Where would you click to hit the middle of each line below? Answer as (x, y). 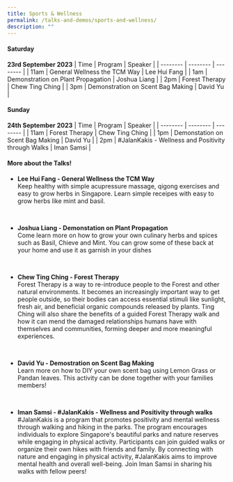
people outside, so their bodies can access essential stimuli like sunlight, (121, 299)
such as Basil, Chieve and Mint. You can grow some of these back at (115, 242)
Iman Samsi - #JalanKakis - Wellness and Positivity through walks (115, 412)
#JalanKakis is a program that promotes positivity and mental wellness (119, 419)
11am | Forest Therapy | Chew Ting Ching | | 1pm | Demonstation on (127, 132)
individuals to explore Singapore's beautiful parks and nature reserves (118, 434)
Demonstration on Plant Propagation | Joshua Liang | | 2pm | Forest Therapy (116, 79)
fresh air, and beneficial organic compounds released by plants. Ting (116, 306)
